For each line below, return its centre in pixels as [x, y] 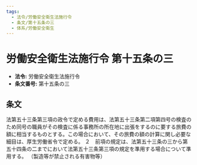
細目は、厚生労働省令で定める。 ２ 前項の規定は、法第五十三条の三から [94, 141]
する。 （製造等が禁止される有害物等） [58, 156]
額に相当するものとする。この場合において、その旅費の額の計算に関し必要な [98, 134]
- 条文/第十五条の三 [33, 22]
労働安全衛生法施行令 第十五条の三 [90, 59]
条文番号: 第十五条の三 [42, 84]
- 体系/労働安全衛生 [33, 28]
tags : [13, 11]
